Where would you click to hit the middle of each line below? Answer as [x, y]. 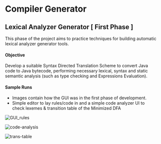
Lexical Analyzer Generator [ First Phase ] [69, 27]
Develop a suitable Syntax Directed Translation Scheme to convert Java [77, 66]
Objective [15, 55]
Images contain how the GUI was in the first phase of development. [79, 98]
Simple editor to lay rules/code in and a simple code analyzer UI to [78, 103]
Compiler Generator [46, 9]
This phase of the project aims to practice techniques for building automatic [81, 38]
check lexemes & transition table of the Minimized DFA [66, 108]
